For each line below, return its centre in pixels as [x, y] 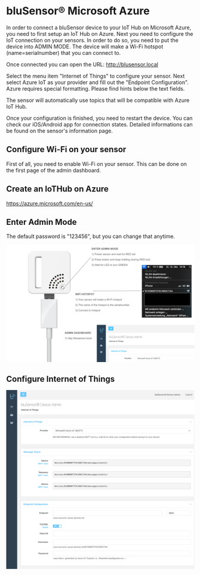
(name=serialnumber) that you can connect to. [64, 52]
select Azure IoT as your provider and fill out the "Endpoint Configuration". [98, 82]
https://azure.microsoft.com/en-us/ [50, 203]
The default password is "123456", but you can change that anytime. [90, 236]
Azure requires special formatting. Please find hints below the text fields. [96, 88]
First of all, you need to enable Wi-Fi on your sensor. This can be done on [96, 164]
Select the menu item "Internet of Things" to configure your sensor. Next [96, 76]
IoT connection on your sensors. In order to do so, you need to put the [93, 40]
